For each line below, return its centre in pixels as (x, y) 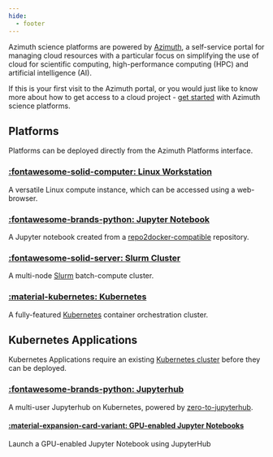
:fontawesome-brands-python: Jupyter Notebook (109, 219)
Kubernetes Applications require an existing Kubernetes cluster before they (134, 359)
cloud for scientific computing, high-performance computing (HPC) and (128, 64)
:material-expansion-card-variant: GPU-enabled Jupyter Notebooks (126, 426)
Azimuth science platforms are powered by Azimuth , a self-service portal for (136, 46)
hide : (17, 16)
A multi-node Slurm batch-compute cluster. (81, 276)
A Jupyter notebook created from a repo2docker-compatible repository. (129, 237)
